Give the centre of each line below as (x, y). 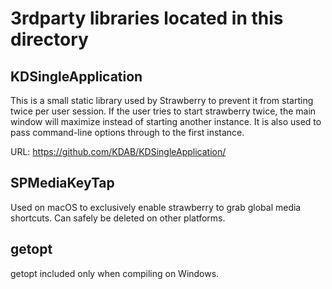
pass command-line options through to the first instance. (127, 132)
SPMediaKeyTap (62, 183)
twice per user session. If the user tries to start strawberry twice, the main (163, 111)
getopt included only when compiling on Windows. (115, 273)
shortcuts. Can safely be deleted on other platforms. (118, 218)
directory (49, 39)
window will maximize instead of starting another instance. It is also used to (166, 121)
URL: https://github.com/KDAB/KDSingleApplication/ (118, 151)
